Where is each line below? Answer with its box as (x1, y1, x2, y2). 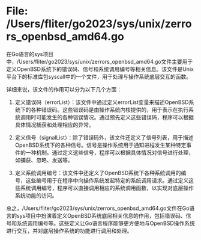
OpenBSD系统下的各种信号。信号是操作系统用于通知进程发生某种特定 (14, 141, 187, 149)
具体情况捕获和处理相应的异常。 (14, 121, 94, 128)
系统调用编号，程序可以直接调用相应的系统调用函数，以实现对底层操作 (20, 184, 194, 191)
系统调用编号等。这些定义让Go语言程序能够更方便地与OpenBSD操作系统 (16, 220, 195, 227)
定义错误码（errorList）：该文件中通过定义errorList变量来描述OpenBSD (14, 98, 189, 106)
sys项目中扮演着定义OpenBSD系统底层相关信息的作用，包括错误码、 (16, 212, 186, 219)
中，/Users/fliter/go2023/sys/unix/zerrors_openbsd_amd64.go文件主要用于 (6, 58, 193, 65)
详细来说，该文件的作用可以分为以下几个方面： (6, 85, 122, 93)
